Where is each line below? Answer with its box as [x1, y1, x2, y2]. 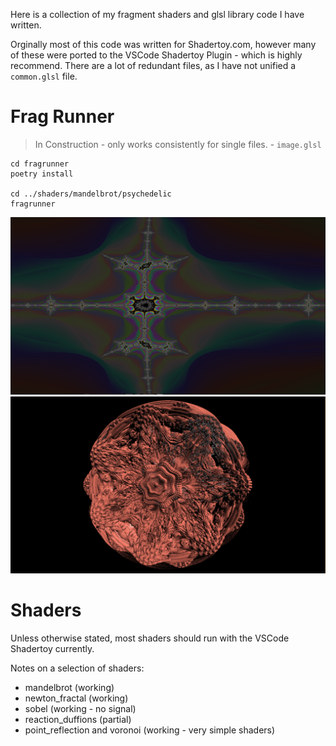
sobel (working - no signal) [24, 702, 137, 714]
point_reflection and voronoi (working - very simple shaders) [24, 724, 276, 736]
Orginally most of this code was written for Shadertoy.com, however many [10, 39, 317, 50]
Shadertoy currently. [10, 642, 95, 654]
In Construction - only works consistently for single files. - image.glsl [34, 138, 322, 150]
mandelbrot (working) [24, 681, 115, 693]
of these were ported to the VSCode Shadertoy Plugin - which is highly [10, 49, 303, 61]
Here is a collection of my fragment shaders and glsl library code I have [10, 9, 305, 20]
